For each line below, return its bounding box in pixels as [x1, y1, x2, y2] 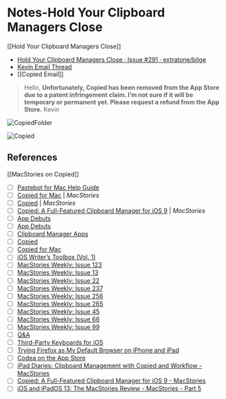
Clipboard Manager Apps [16, 230, 89, 238]
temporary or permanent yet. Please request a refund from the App [23, 98, 220, 106]
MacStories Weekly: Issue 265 [16, 299, 104, 308]
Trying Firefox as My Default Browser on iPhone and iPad [16, 346, 179, 354]
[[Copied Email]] [16, 70, 64, 78]
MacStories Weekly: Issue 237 [16, 284, 103, 293]
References [7, 152, 58, 163]
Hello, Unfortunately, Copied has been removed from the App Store [23, 83, 220, 91]
